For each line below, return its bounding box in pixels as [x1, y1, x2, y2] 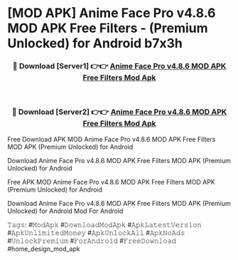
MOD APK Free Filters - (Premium [7, 20, 208, 36]
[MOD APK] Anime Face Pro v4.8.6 [7, 5, 216, 21]
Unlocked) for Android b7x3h [7, 36, 183, 51]
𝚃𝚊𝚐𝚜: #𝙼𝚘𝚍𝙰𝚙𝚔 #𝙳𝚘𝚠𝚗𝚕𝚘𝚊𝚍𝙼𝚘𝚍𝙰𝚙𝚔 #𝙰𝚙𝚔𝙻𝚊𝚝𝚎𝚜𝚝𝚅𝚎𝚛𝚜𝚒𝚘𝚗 [7, 220, 202, 229]
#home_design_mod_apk [7, 244, 80, 253]
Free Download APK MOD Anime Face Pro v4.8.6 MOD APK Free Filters [7, 135, 216, 143]
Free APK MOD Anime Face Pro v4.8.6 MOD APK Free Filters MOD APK [7, 177, 215, 186]
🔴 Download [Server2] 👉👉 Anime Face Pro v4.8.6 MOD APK [11, 107, 227, 117]
